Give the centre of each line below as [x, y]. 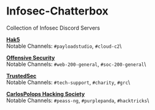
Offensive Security [31, 57]
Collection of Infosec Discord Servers [53, 28]
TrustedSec [21, 76]
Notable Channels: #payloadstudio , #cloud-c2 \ [64, 46]
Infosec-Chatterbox [57, 11]
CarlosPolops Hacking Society [46, 94]
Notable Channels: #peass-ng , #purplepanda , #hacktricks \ [78, 100]
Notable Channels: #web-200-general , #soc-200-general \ [76, 64]
